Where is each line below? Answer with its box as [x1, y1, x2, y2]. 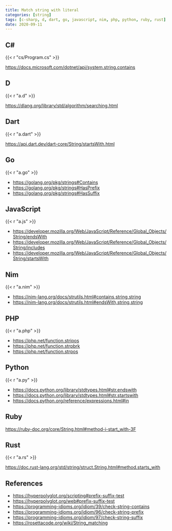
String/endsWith [12, 234, 48, 240]
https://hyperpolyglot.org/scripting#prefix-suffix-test [12, 493, 124, 499]
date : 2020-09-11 [5, 21, 42, 27]
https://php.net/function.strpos [12, 348, 78, 355]
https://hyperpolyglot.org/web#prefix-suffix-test [12, 498, 115, 504]
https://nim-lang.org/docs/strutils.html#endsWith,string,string [12, 299, 143, 305]
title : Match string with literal [5, 7, 79, 13]
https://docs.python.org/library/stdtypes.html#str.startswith [12, 392, 138, 398]
